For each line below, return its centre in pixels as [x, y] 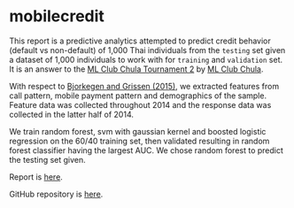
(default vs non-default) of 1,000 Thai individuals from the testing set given [147, 50]
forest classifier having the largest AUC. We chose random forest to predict [146, 150]
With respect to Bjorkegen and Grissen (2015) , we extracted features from [144, 86]
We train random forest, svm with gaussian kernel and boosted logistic [138, 131]
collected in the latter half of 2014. [72, 114]
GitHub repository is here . [56, 194]
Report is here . [36, 177]
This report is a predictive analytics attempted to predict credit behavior [140, 41]
